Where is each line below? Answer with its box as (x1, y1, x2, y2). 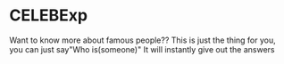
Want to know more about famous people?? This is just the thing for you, (9, 35, 277, 45)
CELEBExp (9, 5, 88, 26)
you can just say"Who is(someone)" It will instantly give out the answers (9, 44, 275, 54)
